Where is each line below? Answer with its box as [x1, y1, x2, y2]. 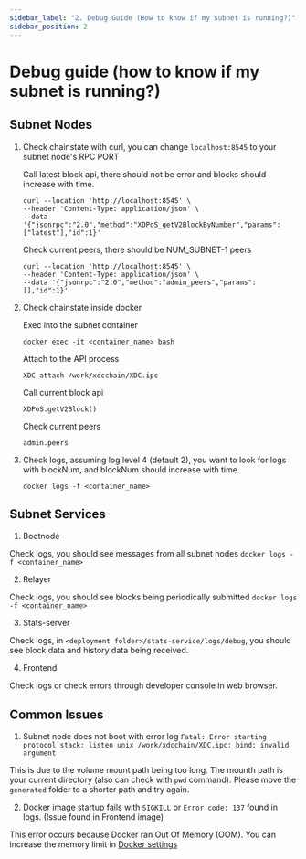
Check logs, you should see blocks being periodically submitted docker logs [9, 591, 298, 603]
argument [22, 748, 57, 758]
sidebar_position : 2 [9, 22, 89, 31]
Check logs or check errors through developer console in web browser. [9, 680, 279, 691]
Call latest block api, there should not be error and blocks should [22, 168, 267, 179]
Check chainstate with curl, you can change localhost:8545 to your [22, 141, 277, 152]
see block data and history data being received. [9, 645, 189, 656]
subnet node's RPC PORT [22, 151, 120, 162]
